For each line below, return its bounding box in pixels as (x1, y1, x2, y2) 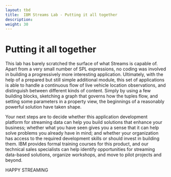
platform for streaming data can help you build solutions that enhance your (5, 119, 162, 125)
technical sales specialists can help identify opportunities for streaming (5, 146, 155, 153)
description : (5, 17, 33, 22)
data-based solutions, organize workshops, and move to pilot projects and (5, 151, 162, 158)
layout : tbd (5, 7, 31, 13)
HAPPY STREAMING (5, 167, 48, 173)
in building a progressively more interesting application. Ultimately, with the (5, 71, 163, 78)
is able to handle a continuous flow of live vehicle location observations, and (5, 82, 166, 88)
